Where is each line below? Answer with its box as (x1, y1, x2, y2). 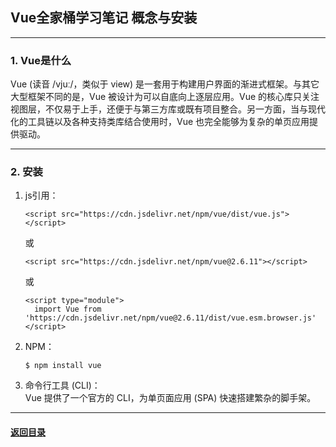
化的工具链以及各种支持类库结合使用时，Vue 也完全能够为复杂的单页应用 (10, 116, 310, 128)
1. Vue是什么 (10, 53, 72, 67)
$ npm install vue (24, 361, 102, 371)
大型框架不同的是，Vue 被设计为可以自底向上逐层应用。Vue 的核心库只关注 (10, 91, 320, 103)
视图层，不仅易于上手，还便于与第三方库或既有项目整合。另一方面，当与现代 (10, 103, 326, 115)
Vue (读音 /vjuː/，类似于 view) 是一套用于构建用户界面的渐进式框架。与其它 (10, 78, 320, 90)
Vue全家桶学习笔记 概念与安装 (10, 9, 198, 27)
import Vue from (34, 304, 102, 315)
